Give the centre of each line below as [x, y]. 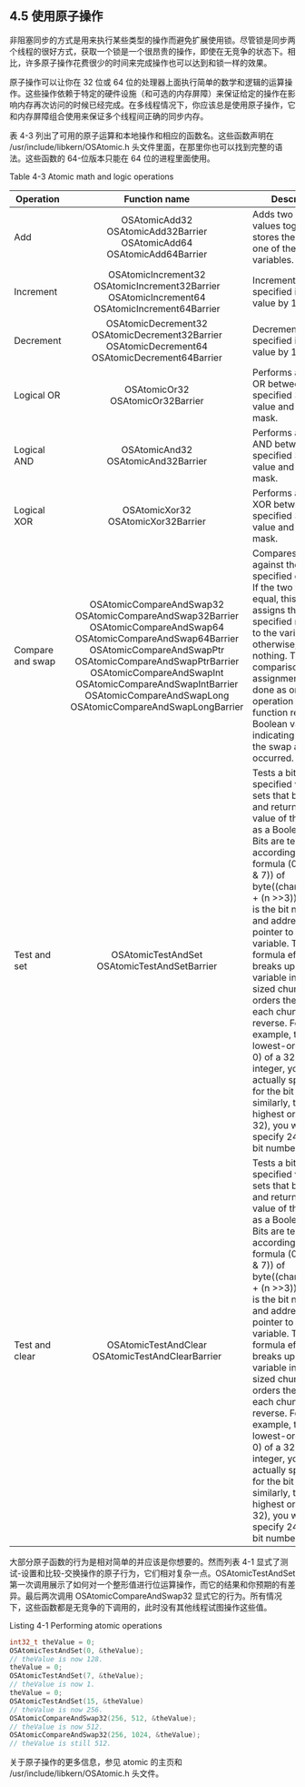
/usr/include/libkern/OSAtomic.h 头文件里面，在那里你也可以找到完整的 [142, 146]
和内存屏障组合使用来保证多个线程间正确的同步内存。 [109, 116]
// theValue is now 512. [56, 1727]
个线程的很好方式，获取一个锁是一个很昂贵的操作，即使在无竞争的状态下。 [148, 51]
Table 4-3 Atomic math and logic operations [92, 177]
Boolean [270, 723]
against [268, 564]
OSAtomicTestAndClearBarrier [157, 1356]
